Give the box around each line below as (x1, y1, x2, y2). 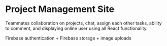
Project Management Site (5, 3, 115, 15)
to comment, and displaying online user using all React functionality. (5, 25, 148, 31)
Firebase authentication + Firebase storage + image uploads (5, 35, 132, 41)
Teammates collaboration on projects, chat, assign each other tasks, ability (5, 20, 162, 26)
